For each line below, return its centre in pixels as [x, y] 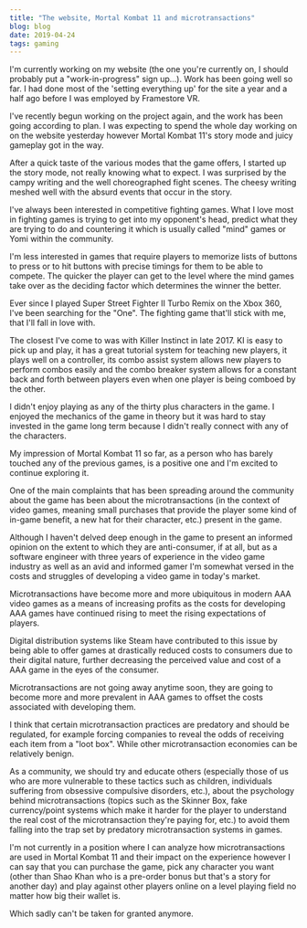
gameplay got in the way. [57, 145]
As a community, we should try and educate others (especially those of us [149, 772]
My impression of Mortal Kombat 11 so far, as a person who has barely [142, 454]
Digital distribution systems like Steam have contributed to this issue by [144, 641]
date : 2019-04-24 [42, 35]
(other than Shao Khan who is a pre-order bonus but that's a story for [140, 877]
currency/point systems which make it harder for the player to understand [148, 810]
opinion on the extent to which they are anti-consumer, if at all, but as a [143, 547]
